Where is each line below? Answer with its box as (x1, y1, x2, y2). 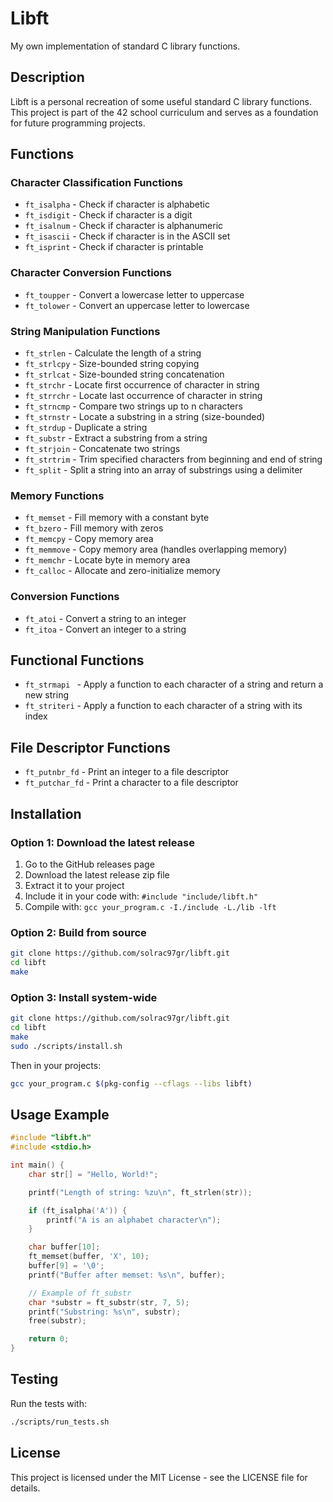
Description (10, 69, 85, 86)
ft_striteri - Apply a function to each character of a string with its (24, 700, 303, 712)
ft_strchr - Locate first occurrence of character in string (24, 379, 260, 391)
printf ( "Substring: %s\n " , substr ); (28, 1307, 182, 1317)
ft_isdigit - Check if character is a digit (24, 209, 193, 221)
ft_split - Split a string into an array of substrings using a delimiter (24, 464, 303, 476)
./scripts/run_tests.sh (10, 1417, 110, 1427)
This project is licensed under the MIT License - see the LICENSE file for (10, 1471, 308, 1483)
